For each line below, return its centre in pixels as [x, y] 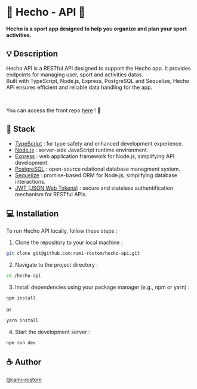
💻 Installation [33, 213]
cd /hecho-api [24, 276]
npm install [21, 298]
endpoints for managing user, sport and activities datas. [75, 75]
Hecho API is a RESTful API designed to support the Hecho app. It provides [98, 68]
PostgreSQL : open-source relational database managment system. [98, 169]
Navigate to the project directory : [56, 265]
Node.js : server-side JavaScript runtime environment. [81, 150]
